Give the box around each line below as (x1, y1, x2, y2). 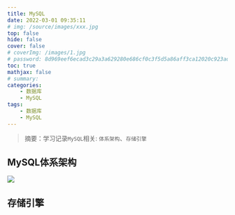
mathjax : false (7, 68, 52, 75)
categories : (7, 82, 42, 89)
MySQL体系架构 (7, 156, 77, 168)
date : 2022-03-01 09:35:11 (7, 17, 86, 24)
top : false (7, 29, 39, 37)
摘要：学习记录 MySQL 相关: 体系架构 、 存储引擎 (24, 134, 147, 142)
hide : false (7, 36, 42, 43)
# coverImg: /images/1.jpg (7, 50, 86, 57)
